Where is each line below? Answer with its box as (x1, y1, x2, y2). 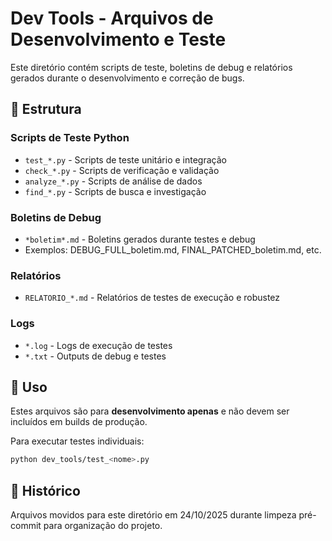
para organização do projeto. (43, 520, 163, 532)
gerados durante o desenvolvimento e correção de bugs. (10, 72, 245, 84)
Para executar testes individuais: (10, 435, 145, 447)
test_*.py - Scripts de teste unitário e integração (24, 153, 227, 166)
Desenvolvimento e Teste (10, 28, 227, 51)
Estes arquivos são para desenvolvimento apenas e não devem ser (10, 405, 290, 417)
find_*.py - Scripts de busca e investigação (24, 185, 207, 197)
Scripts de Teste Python (10, 131, 130, 145)
